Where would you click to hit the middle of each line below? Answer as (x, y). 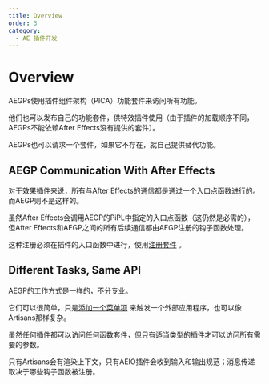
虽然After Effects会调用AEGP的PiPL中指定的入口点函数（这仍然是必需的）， (131, 218)
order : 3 (23, 23)
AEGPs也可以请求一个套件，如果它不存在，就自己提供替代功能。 (114, 145)
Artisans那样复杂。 (40, 318)
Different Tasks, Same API (75, 270)
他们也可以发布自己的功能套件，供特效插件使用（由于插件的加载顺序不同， (131, 118)
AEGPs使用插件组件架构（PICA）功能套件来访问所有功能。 (105, 101)
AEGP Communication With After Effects (112, 170)
